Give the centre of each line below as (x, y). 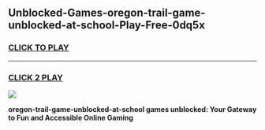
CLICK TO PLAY (39, 48)
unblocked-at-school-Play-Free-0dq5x (106, 26)
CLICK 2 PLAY (35, 77)
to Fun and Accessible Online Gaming (71, 117)
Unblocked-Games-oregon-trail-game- (107, 13)
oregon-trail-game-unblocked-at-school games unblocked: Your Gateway (132, 109)
